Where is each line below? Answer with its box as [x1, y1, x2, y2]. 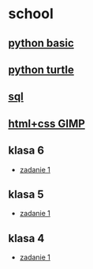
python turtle [8, 63, 75, 76]
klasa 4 [8, 231, 45, 245]
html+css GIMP [8, 116, 85, 131]
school [8, 5, 54, 23]
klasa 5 [8, 188, 45, 201]
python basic [8, 36, 75, 50]
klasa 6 [8, 144, 45, 157]
